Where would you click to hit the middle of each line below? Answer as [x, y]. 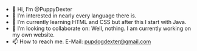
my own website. [33, 35]
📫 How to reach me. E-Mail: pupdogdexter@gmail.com [81, 41]
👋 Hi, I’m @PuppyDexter [42, 9]
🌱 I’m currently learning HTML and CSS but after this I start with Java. [99, 22]
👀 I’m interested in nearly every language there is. [74, 16]
